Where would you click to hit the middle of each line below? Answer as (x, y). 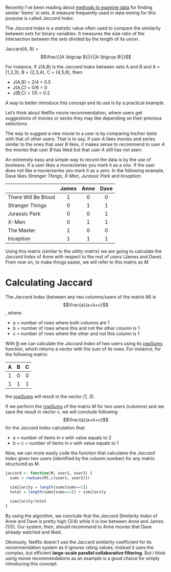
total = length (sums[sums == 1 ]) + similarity (58, 492)
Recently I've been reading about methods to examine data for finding (79, 7)
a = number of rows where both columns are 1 (61, 323)
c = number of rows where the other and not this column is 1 (76, 333)
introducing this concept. (32, 564)
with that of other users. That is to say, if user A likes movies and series (80, 139)
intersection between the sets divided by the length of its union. (72, 39)
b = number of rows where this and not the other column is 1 (76, 328)
